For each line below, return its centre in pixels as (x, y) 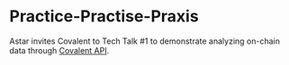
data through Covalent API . (59, 50)
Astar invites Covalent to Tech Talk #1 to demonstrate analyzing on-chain (145, 41)
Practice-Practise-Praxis (104, 16)
